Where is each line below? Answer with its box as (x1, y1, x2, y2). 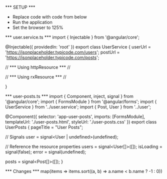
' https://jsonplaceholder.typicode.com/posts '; (5, 54, 99, 60)
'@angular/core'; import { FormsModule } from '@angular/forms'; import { (5, 98, 157, 104)
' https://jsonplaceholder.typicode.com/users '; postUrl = (5, 49, 120, 55)
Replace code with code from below (12, 14, 87, 19)
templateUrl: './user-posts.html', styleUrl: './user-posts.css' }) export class (5, 119, 157, 124)
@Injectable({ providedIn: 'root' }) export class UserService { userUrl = (5, 44, 151, 49)
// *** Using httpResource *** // (5, 64, 71, 70)
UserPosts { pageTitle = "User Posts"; (5, 124, 83, 130)
